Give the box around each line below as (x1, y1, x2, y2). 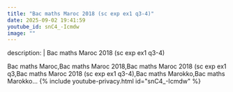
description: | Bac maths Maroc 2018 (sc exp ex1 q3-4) (7, 49, 165, 57)
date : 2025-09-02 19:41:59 (7, 17, 86, 24)
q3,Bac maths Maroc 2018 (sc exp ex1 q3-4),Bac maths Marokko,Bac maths (7, 70, 225, 78)
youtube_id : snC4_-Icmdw (7, 23, 80, 30)
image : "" (7, 29, 36, 37)
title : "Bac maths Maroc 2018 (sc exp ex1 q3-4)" (7, 10, 155, 17)
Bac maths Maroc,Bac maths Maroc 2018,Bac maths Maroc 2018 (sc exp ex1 (7, 62, 227, 70)
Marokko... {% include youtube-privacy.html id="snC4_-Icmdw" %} (7, 77, 201, 86)
